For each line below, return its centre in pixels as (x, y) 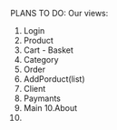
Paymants (42, 98)
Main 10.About (50, 108)
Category (41, 60)
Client (34, 89)
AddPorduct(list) (54, 79)
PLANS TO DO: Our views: (59, 13)
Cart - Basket (48, 50)
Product (38, 40)
